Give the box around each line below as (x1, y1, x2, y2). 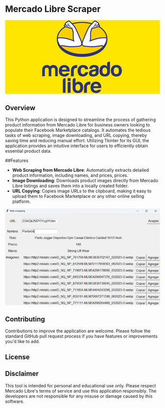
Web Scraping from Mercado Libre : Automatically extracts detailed (12, 167, 149, 173)
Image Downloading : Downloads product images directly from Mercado (12, 177, 159, 183)
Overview (5, 103, 36, 112)
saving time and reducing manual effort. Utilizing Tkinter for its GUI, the (5, 137, 149, 143)
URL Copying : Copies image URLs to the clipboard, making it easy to (12, 188, 152, 194)
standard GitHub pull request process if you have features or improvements (5, 333, 158, 339)
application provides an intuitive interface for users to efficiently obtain (5, 143, 148, 149)
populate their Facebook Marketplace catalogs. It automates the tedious (5, 127, 151, 133)
